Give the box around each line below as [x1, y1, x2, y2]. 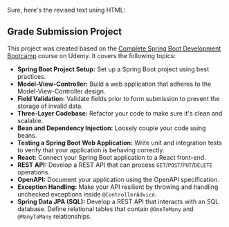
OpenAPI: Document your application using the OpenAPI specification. [17, 175, 219, 183]
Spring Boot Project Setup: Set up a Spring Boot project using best [17, 65, 210, 73]
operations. [17, 167, 51, 176]
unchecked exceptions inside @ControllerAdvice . [17, 190, 157, 198]
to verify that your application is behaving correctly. [17, 145, 165, 154]
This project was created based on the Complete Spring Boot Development [7, 44, 221, 53]
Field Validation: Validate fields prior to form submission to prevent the [17, 94, 220, 102]
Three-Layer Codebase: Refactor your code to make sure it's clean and [17, 109, 223, 117]
